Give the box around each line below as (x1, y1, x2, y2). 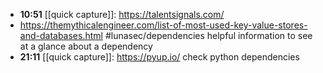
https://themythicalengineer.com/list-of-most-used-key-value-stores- (19, 19, 308, 31)
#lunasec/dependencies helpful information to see (104, 30, 313, 41)
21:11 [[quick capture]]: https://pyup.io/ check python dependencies (19, 51, 300, 63)
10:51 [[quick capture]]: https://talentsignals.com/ (19, 9, 225, 20)
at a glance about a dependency (19, 40, 153, 52)
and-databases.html (19, 30, 103, 41)
